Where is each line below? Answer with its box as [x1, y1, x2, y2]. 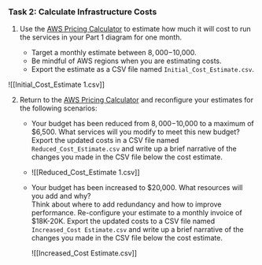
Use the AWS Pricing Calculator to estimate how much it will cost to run [19, 24, 252, 34]
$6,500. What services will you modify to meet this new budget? [31, 127, 240, 136]
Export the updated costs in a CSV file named [31, 136, 179, 145]
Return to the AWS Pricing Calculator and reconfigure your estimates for [19, 95, 254, 105]
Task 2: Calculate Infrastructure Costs [8, 6, 157, 17]
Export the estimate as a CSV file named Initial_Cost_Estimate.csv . [31, 65, 254, 74]
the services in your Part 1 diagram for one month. [19, 32, 183, 42]
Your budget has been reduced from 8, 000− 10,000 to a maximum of [31, 119, 254, 129]
